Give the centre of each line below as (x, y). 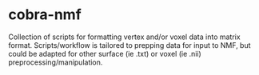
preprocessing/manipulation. (56, 62)
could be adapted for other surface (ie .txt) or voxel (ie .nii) (105, 53)
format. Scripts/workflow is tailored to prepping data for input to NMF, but (129, 45)
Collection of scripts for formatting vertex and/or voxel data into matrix (125, 37)
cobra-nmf (45, 15)
